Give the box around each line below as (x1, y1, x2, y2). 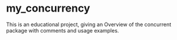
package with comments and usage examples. (6, 27, 119, 34)
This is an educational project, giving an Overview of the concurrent (6, 21, 172, 28)
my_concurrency (6, 2, 90, 15)
